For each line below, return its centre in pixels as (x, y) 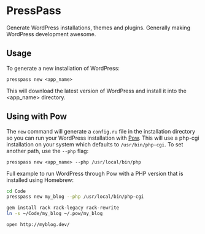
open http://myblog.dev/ (38, 225)
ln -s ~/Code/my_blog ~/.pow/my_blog (55, 214)
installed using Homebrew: (40, 180)
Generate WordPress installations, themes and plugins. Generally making (99, 28)
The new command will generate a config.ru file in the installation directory (101, 131)
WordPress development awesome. (51, 34)
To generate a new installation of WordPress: (63, 68)
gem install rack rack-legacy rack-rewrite (63, 208)
